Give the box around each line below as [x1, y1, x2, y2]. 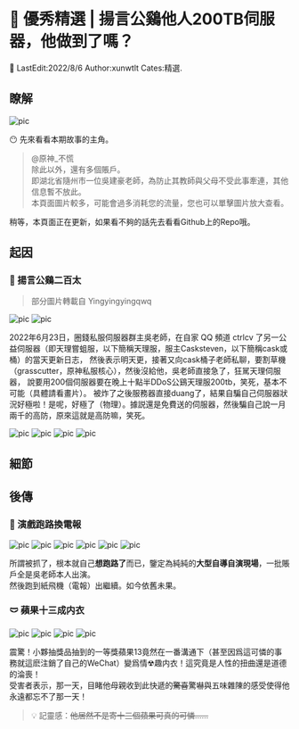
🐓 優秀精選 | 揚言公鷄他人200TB [9, 9, 245, 29]
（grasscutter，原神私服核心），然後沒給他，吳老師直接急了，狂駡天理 [9, 366, 266, 377]
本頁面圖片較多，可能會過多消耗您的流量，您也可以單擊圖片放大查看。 [30, 197, 289, 208]
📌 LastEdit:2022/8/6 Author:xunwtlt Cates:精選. [9, 62, 182, 73]
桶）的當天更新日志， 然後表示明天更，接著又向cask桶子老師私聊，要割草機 [9, 354, 287, 365]
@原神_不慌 [30, 153, 74, 163]
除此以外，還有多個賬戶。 [30, 163, 125, 175]
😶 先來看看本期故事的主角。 [9, 134, 114, 145]
